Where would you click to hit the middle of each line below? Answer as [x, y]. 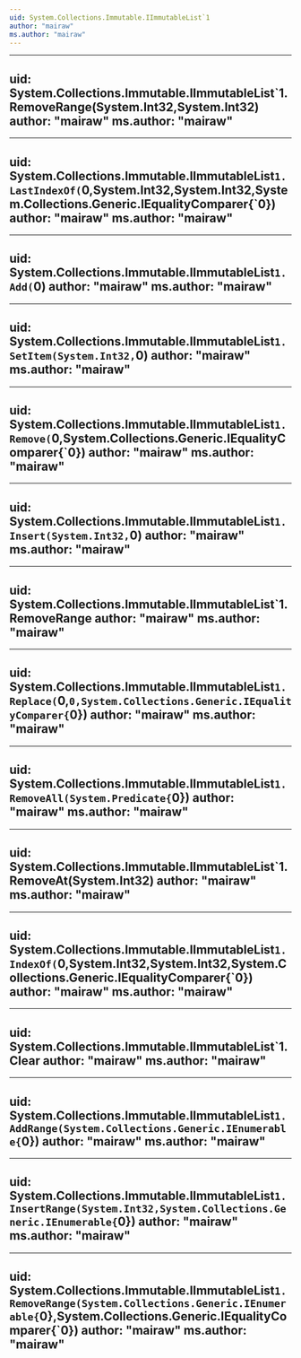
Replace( [34, 702]
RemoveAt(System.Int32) [82, 881]
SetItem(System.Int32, [73, 357]
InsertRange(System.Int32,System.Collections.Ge [148, 1209]
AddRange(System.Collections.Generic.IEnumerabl [148, 1128]
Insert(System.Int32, [69, 536]
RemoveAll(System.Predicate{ [91, 799]
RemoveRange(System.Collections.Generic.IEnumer [148, 1304]
